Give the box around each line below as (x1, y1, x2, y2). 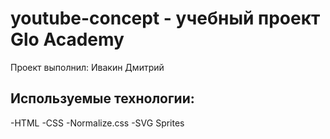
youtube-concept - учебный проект (10, 7, 321, 30)
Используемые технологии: (10, 90, 195, 107)
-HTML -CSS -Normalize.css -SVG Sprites (10, 117, 185, 129)
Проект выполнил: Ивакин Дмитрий (10, 61, 165, 73)
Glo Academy (10, 28, 125, 51)
